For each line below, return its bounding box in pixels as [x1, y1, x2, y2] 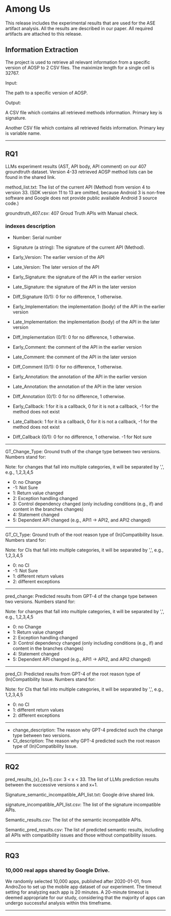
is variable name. [5, 130, 41, 136]
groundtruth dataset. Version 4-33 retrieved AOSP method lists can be [5, 169, 153, 175]
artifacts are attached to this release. [5, 31, 82, 37]
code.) [5, 200, 19, 206]
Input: [5, 80, 18, 86]
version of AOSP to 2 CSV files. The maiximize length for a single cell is [5, 64, 155, 70]
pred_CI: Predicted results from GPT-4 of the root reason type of [5, 671, 141, 677]
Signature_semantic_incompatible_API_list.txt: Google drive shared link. [5, 791, 155, 798]
